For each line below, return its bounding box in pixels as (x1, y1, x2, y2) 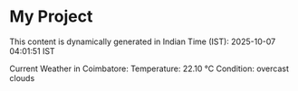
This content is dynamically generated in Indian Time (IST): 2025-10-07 (9, 36, 276, 47)
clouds (9, 72, 35, 83)
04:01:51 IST (9, 45, 56, 56)
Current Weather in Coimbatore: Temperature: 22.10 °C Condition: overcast (9, 63, 290, 74)
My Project (9, 6, 93, 27)
